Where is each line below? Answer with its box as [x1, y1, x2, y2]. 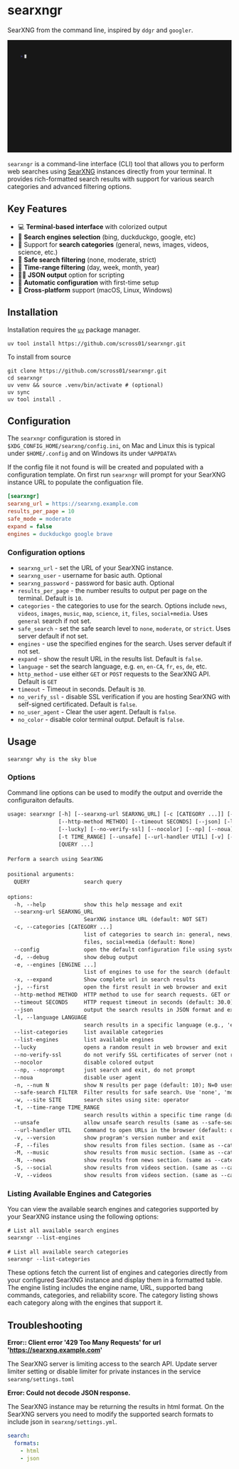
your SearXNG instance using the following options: [7, 1212, 159, 1221]
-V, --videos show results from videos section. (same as [14, 1172, 218, 1179]
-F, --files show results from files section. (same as [14, 1142, 215, 1149]
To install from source [7, 352, 71, 361]
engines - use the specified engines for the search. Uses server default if [17, 639, 232, 648]
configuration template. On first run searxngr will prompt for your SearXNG [7, 470, 226, 479]
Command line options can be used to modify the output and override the [7, 788, 223, 797]
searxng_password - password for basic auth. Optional [17, 579, 174, 587]
